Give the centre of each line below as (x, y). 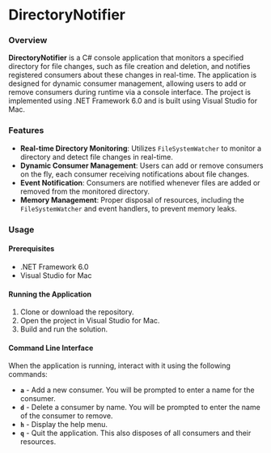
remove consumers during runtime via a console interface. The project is (130, 92)
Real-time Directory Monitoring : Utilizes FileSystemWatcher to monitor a (140, 148)
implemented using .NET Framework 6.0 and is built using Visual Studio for (133, 101)
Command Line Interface (51, 348)
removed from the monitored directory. (85, 191)
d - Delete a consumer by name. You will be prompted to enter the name (140, 408)
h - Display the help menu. (64, 425)
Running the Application (50, 294)
